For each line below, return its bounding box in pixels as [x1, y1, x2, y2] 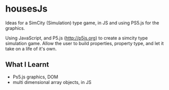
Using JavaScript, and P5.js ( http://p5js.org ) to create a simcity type [5, 35, 148, 41]
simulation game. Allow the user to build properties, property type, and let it [5, 40, 164, 46]
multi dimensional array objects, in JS [12, 79, 92, 85]
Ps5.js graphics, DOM [12, 74, 59, 80]
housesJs [5, 3, 48, 15]
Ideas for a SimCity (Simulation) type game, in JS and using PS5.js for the [5, 20, 159, 26]
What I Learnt [5, 60, 49, 69]
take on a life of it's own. [5, 46, 57, 52]
